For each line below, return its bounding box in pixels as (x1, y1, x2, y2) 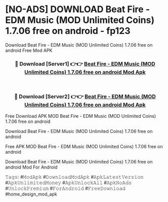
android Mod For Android (5, 164, 58, 170)
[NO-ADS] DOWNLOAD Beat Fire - (5, 4, 150, 15)
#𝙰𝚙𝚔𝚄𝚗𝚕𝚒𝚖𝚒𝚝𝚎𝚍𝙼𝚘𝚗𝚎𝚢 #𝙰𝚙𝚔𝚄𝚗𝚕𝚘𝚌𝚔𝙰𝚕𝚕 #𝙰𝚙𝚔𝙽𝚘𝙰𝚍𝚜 (5, 179, 132, 186)
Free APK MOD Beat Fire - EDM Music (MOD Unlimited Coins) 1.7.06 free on (5, 143, 163, 149)
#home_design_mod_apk (5, 191, 57, 197)
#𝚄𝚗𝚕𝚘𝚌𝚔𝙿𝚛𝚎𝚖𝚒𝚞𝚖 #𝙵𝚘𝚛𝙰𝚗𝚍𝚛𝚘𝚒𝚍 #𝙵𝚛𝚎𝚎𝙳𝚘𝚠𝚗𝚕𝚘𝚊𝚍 (5, 185, 125, 191)
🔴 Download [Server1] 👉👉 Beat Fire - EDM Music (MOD (15, 60, 155, 67)
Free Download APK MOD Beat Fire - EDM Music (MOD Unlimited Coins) (5, 113, 156, 119)
